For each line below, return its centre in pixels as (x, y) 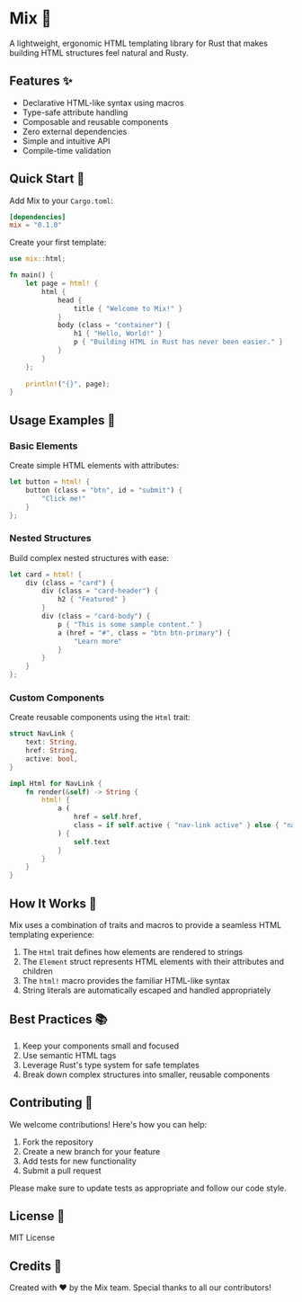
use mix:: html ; (38, 259)
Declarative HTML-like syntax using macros (103, 103)
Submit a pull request (62, 1170)
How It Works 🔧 (53, 903)
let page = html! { (62, 284)
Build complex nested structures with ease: (89, 557)
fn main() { (31, 275)
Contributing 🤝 (51, 1103)
